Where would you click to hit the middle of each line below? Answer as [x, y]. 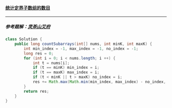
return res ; [37, 91]
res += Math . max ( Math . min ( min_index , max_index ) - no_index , [99, 82]
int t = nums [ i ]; [51, 63]
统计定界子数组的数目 [28, 8]
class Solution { [24, 39]
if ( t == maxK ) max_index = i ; [66, 72]
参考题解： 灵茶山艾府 [28, 26]
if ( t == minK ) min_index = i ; [66, 68]
